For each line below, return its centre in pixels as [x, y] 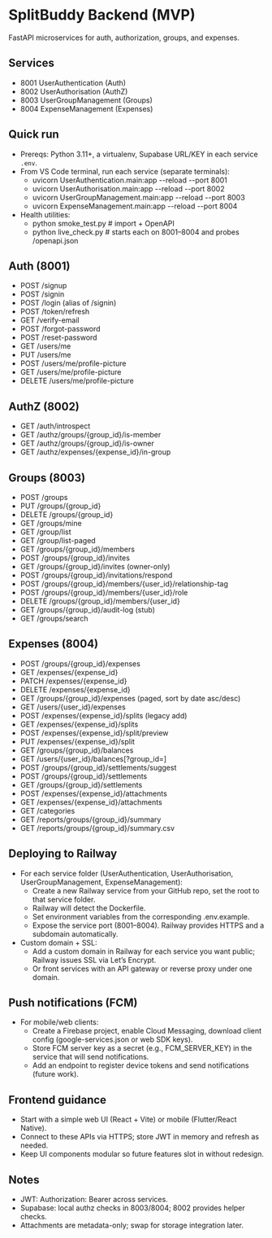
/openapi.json [55, 240]
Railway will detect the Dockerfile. [89, 908]
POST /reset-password [58, 338]
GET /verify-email [50, 320]
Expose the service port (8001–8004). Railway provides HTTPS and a [148, 925]
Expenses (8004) [54, 644]
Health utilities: [45, 214]
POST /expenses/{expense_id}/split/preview [94, 733]
